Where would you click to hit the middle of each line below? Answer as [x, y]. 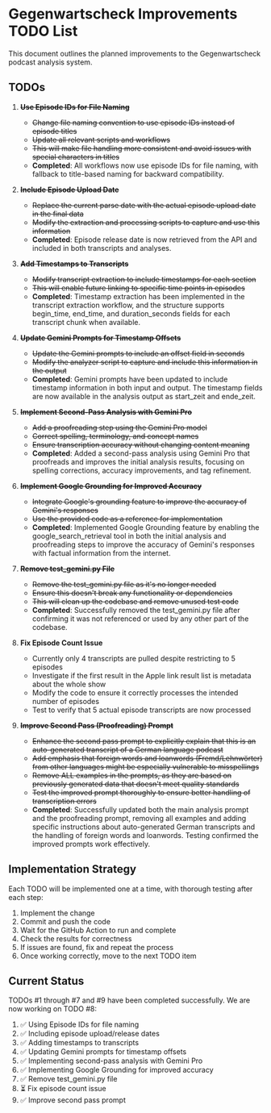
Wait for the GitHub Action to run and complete [98, 930]
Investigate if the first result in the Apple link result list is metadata [142, 675]
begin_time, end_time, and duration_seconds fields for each [131, 313]
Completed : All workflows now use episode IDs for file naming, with [145, 165]
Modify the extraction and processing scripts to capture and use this [146, 222]
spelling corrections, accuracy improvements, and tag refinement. [142, 470]
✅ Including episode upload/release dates [90, 1034]
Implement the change [57, 913]
